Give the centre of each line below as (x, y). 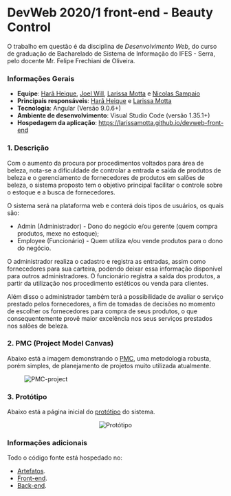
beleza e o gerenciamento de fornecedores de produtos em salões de (106, 177)
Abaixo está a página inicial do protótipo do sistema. (81, 412)
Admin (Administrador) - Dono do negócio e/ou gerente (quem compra (117, 226)
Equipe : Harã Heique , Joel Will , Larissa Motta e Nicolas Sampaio (109, 93)
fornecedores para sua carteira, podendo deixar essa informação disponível (115, 269)
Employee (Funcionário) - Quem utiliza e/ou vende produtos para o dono (120, 240)
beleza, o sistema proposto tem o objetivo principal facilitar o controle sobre (115, 185)
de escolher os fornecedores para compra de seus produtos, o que (102, 311)
